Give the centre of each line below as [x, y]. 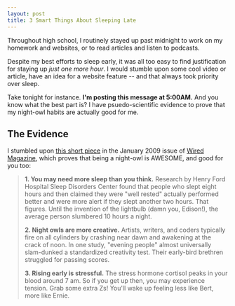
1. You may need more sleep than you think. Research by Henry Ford [125, 179]
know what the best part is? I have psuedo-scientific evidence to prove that [116, 104]
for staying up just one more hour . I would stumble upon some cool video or [117, 69]
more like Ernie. [47, 295]
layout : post [26, 14]
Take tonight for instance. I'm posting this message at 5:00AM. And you [113, 97]
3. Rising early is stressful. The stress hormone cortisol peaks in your [126, 273]
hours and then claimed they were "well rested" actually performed [121, 194]
